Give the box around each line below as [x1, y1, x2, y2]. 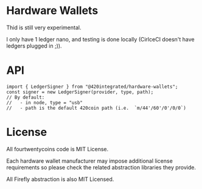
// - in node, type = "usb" [6, 99, 83, 105]
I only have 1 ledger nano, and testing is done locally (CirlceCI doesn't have [6, 35, 195, 43]
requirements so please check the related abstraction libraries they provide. [6, 163, 197, 171]
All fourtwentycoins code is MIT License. [6, 145, 109, 152]
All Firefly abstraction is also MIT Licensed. [6, 175, 114, 183]
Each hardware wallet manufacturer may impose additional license [6, 157, 173, 165]
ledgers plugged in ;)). [6, 42, 62, 49]
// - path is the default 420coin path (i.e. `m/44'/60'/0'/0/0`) [6, 105, 187, 111]
